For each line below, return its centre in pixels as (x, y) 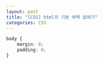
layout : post (22, 12)
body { (14, 39)
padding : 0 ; (32, 50)
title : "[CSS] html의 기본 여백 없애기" (52, 17)
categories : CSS (26, 23)
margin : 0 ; (30, 44)
